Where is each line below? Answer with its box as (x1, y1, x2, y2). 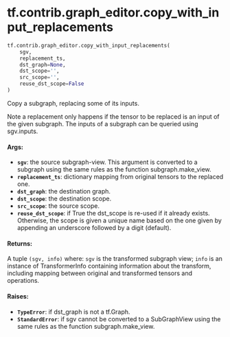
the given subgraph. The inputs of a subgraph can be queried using (7, 119, 198, 128)
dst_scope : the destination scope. (16, 194, 112, 203)
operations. (7, 277, 40, 285)
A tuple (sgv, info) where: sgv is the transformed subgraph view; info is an (7, 255, 223, 263)
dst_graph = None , (19, 61, 67, 68)
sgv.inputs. (7, 127, 38, 135)
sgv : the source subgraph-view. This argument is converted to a (16, 158, 198, 166)
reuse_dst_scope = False (19, 80, 84, 87)
